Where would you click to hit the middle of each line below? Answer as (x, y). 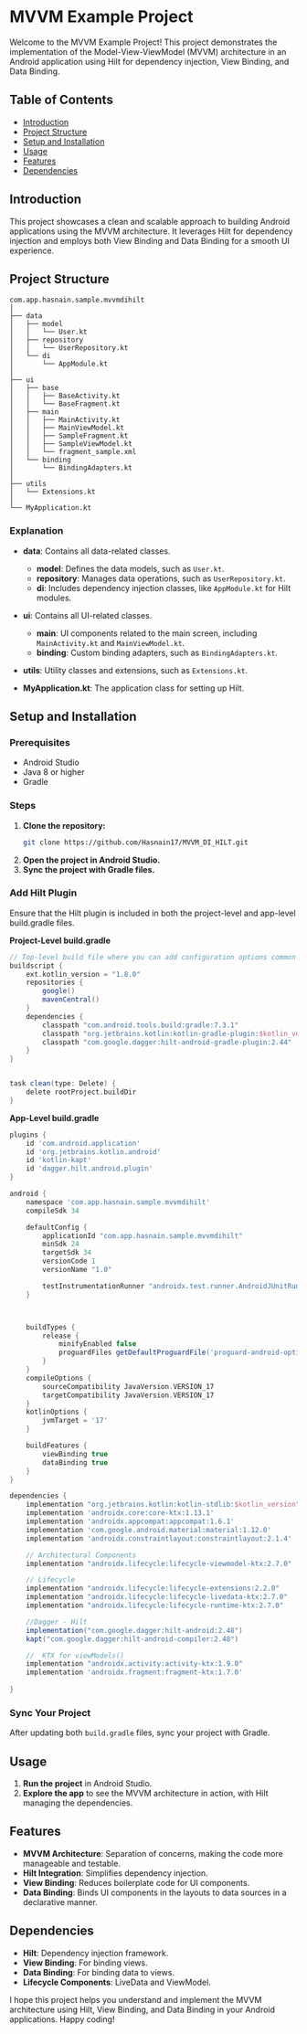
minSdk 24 (61, 1245)
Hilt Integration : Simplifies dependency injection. (115, 1873)
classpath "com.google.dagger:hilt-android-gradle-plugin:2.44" (167, 1042)
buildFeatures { (57, 1446)
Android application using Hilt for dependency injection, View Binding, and (149, 61)
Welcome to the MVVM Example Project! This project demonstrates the (143, 42)
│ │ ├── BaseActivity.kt (65, 396)
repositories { (55, 983)
